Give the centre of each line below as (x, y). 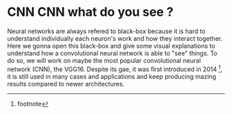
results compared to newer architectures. (66, 84)
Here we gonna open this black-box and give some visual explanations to (111, 46)
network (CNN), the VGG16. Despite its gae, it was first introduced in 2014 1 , (115, 68)
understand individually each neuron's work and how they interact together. (115, 38)
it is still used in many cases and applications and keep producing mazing (112, 76)
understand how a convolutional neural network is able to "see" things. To (112, 53)
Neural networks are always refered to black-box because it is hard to (106, 31)
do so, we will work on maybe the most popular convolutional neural (104, 60)
